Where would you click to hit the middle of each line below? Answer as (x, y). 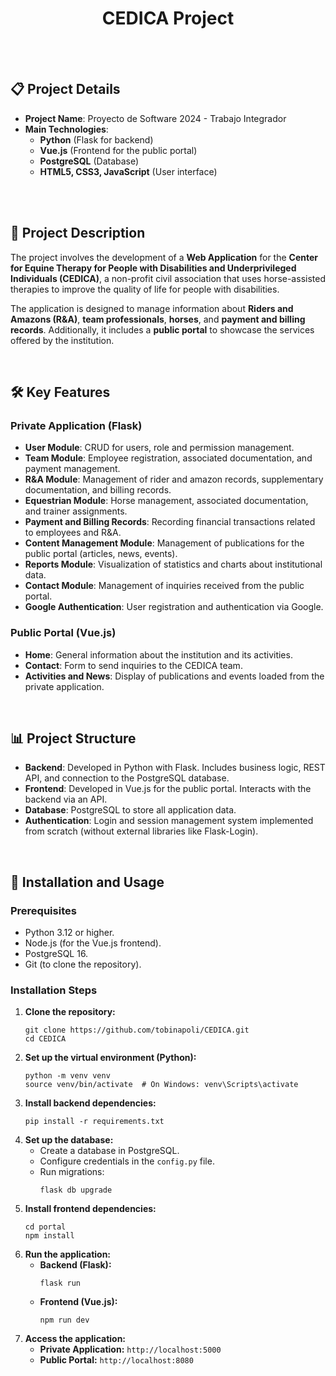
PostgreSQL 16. (56, 954)
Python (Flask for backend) (96, 139)
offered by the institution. (62, 340)
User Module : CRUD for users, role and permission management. (159, 448)
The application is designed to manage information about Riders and (152, 308)
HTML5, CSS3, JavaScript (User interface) (128, 171)
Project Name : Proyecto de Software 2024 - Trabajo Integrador (155, 118)
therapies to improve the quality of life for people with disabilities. (145, 289)
